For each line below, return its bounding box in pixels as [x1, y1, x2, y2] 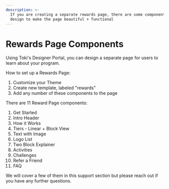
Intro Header [13, 115, 40, 121]
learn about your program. [6, 60, 60, 66]
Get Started [13, 110, 37, 116]
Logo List [13, 136, 33, 142]
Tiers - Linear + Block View [13, 126, 70, 132]
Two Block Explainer [13, 141, 56, 148]
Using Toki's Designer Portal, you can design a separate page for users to [6, 55, 158, 61]
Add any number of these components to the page [13, 90, 118, 96]
